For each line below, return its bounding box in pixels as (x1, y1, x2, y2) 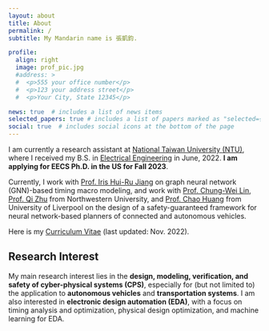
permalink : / (8, 26, 52, 34)
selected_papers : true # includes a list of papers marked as (8, 115, 220, 123)
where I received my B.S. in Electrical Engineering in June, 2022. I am (8, 153, 238, 163)
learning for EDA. (8, 313, 65, 323)
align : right (15, 56, 59, 64)
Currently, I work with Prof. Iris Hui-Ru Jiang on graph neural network (8, 177, 237, 187)
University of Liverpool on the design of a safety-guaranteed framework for (8, 203, 258, 212)
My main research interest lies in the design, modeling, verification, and (8, 271, 249, 281)
